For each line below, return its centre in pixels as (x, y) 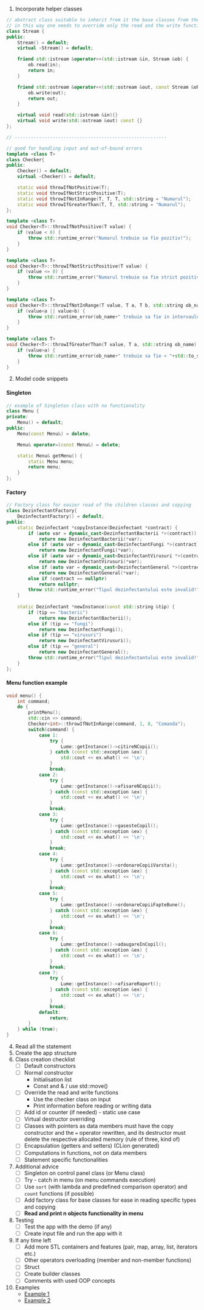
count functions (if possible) (59, 1193)
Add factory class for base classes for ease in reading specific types (110, 1200)
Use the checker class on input (72, 1100)
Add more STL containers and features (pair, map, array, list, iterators (111, 1247)
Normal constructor (49, 1073)
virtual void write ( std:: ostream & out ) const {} (80, 121)
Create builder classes (52, 1274)
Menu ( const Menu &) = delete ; (54, 434)
